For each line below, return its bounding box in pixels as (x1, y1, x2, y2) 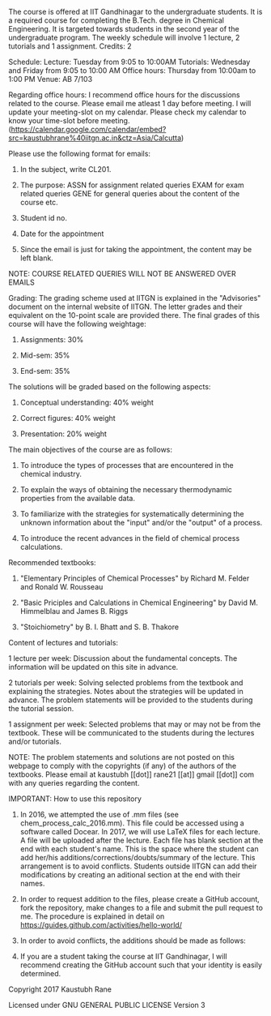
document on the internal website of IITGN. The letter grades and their (8, 302, 243, 311)
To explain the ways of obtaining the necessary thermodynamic (19, 485, 233, 494)
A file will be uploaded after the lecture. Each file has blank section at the (19, 835, 264, 845)
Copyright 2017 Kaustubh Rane (8, 984, 112, 994)
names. (19, 879, 45, 888)
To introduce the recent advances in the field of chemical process (19, 534, 240, 542)
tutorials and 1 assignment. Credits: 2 (8, 41, 132, 51)
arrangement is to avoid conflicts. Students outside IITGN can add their (19, 861, 257, 871)
